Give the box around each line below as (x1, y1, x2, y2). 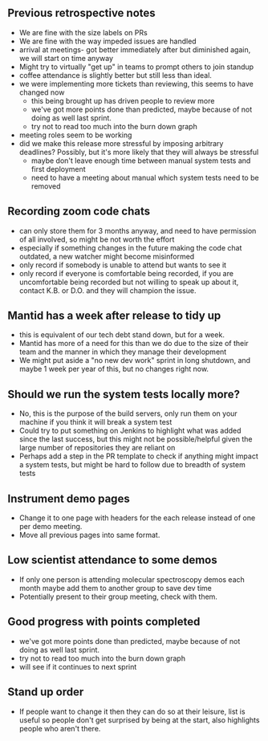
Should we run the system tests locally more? (7, 387, 240, 401)
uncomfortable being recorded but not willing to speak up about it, (18, 277, 239, 287)
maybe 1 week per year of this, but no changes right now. (18, 364, 209, 374)
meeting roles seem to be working (18, 130, 132, 140)
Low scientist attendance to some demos (7, 553, 217, 567)
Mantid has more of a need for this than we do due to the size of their (18, 339, 250, 348)
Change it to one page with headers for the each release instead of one (18, 513, 256, 523)
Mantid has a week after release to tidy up (7, 309, 221, 323)
